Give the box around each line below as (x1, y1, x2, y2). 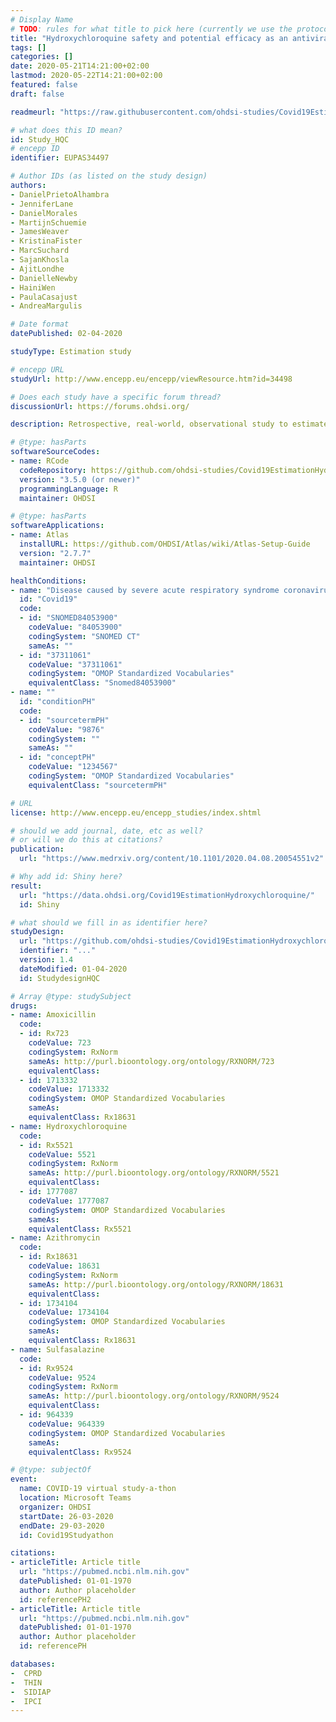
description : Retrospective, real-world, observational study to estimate (10, 419, 329, 430)
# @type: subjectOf (10, 1465, 92, 1475)
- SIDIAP (10, 1687, 52, 1697)
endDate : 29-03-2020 (19, 1521, 105, 1531)
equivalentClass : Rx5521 (28, 1224, 132, 1234)
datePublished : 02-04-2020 (10, 329, 123, 339)
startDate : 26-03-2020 (19, 1511, 114, 1521)
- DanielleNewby (10, 273, 78, 283)
